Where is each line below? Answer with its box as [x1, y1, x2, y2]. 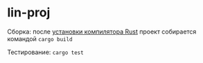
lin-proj [7, 5, 51, 21]
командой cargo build [7, 34, 73, 42]
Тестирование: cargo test [7, 48, 85, 56]
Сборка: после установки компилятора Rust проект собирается [7, 27, 197, 36]
